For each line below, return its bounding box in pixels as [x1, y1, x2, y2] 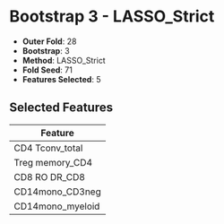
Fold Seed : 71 [22, 65, 73, 75]
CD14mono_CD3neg [13, 185, 101, 198]
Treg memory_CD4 [13, 156, 92, 168]
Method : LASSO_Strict [22, 55, 106, 65]
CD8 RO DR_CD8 [13, 170, 85, 183]
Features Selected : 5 [22, 73, 101, 84]
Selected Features [9, 100, 114, 116]
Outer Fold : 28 [22, 36, 77, 47]
